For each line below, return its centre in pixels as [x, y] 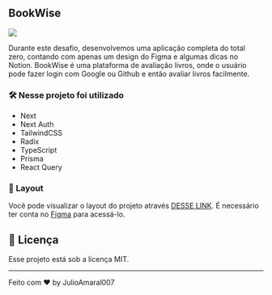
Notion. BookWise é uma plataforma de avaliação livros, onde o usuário [127, 65]
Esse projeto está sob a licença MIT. [69, 259]
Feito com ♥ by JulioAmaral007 [62, 283]
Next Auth [37, 124]
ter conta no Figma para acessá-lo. [67, 214]
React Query [41, 167]
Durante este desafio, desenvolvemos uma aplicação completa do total [127, 48]
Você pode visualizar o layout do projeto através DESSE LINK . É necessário [134, 206]
